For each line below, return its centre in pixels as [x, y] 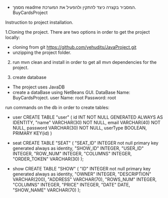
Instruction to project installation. [39, 22]
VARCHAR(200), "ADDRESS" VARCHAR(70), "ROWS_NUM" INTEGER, [85, 179]
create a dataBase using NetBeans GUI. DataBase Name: [71, 92]
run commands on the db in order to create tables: [57, 107]
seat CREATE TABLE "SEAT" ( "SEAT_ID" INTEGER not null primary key [85, 143]
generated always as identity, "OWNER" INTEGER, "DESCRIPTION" [82, 174]
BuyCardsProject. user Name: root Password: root [64, 98]
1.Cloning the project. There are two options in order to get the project [77, 32]
